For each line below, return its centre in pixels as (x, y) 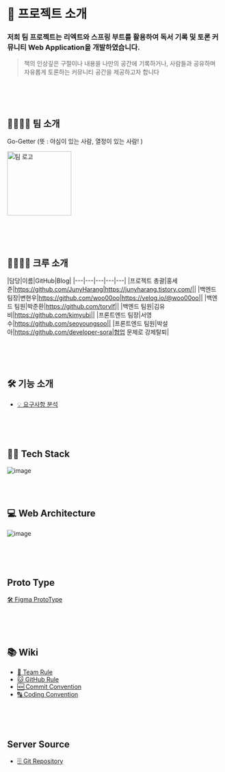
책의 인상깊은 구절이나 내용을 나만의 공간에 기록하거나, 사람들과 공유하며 (120, 64)
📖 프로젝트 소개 (47, 14)
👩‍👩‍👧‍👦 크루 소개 (38, 263)
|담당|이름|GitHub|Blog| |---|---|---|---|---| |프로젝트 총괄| (87, 281)
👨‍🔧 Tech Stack (39, 454)
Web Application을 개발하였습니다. (84, 47)
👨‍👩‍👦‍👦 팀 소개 (34, 124)
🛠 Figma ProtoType (35, 600)
